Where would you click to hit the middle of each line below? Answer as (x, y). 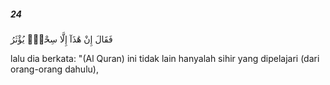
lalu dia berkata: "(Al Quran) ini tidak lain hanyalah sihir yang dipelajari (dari (165, 58)
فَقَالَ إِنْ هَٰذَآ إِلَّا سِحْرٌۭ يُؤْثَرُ (61, 39)
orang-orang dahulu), (54, 69)
